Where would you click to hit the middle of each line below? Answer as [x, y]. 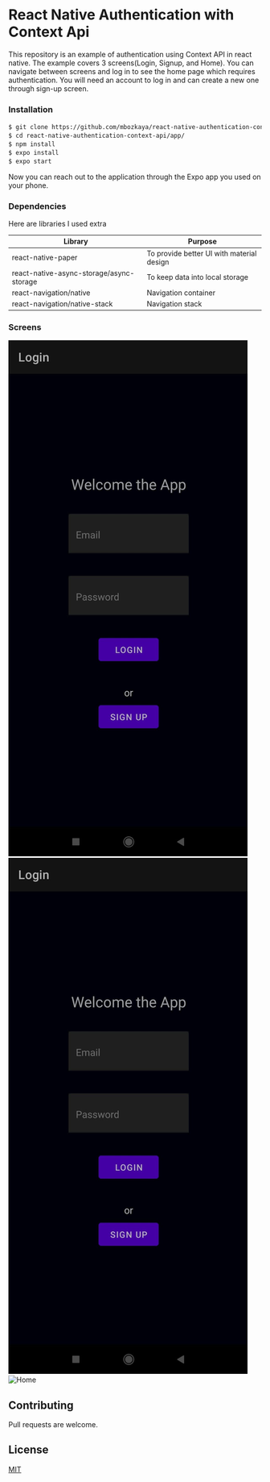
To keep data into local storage [198, 277]
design [158, 262]
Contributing [41, 1405]
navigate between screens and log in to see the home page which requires [132, 71]
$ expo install [34, 152]
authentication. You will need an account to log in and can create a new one [134, 80]
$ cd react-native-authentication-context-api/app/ [96, 136]
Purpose [202, 241]
